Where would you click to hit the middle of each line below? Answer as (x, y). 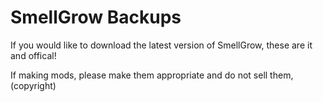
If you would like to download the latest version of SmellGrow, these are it (161, 45)
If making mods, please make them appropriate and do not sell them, (152, 75)
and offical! (33, 55)
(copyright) (33, 85)
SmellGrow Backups (96, 17)
